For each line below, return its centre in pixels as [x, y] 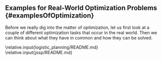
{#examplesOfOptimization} [50, 16]
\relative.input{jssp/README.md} [39, 52]
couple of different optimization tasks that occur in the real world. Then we [81, 32]
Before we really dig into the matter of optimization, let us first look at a [77, 27]
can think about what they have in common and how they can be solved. [79, 38]
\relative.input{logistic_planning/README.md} [52, 47]
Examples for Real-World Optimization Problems [81, 8]
